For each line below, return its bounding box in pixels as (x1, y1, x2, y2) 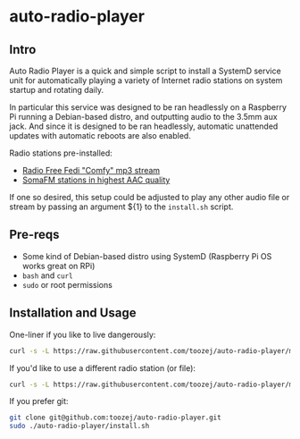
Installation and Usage (9, 306, 137, 321)
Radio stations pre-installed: (9, 148, 113, 158)
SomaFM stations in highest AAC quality (21, 174, 171, 185)
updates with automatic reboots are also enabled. (9, 131, 192, 140)
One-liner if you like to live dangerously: (9, 329, 156, 340)
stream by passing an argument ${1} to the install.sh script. (9, 201, 234, 212)
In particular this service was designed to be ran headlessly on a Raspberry (9, 102, 287, 113)
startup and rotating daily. (9, 85, 104, 95)
